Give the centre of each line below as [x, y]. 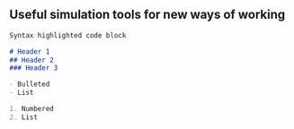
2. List [24, 117]
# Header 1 [30, 52]
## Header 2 [31, 60]
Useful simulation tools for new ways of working [147, 15]
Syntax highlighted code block [68, 35]
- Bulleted [30, 84]
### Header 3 [34, 68]
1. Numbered [31, 109]
